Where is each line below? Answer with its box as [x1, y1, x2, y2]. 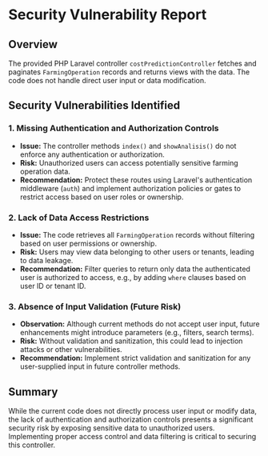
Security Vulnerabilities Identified [8, 98, 181, 113]
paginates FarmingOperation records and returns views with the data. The [8, 67, 250, 77]
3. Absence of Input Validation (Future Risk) [8, 301, 182, 312]
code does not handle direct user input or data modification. [8, 76, 206, 85]
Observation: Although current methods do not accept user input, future [19, 319, 260, 329]
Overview [8, 38, 58, 51]
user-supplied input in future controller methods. [19, 362, 181, 371]
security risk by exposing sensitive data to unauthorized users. [8, 423, 215, 433]
